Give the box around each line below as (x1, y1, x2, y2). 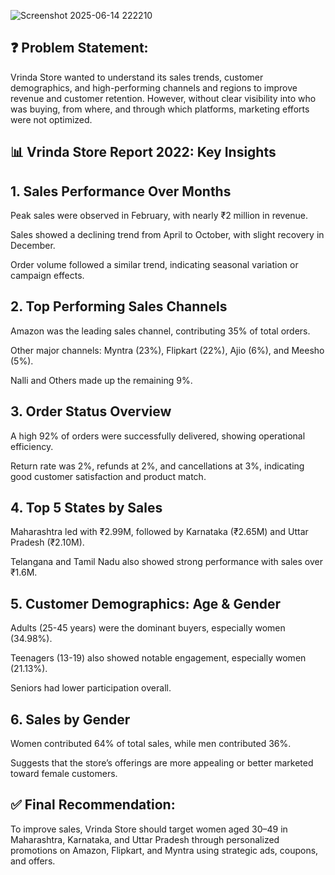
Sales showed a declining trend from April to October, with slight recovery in (10, 229, 325, 241)
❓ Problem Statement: (10, 40, 149, 57)
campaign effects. (10, 270, 85, 282)
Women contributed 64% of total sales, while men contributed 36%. (10, 738, 292, 750)
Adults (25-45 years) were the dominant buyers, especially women (10, 622, 286, 634)
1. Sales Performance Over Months (10, 183, 232, 200)
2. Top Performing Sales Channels (10, 298, 228, 315)
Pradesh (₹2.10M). (10, 536, 85, 549)
